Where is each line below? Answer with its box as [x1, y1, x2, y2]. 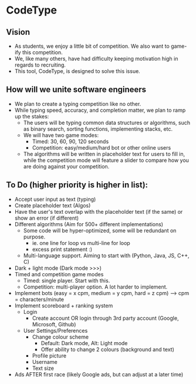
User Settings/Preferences [23, 327, 88, 334]
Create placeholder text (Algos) [14, 201, 91, 209]
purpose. [23, 233, 46, 240]
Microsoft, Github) [32, 320, 76, 327]
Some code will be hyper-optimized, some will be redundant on [23, 227, 177, 234]
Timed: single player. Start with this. [23, 277, 110, 284]
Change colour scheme [32, 333, 89, 340]
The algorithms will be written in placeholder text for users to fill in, [23, 150, 185, 157]
